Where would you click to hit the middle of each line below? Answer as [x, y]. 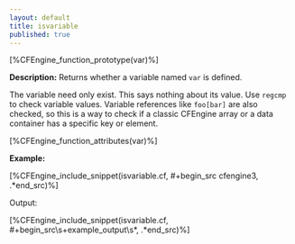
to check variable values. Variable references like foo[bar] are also [134, 104]
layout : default [40, 18]
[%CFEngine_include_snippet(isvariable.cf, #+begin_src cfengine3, [134, 176]
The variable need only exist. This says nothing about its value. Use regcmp [148, 95]
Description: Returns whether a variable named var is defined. [126, 77]
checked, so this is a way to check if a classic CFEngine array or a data [141, 114]
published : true [40, 34]
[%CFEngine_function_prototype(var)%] [84, 60]
